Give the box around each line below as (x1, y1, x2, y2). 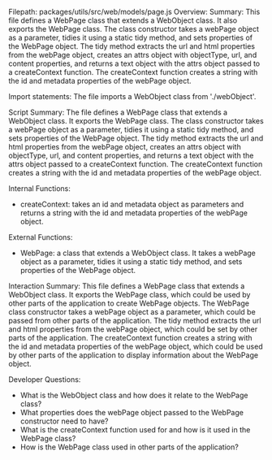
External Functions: (8, 232, 73, 242)
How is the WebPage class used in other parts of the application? (19, 442, 240, 452)
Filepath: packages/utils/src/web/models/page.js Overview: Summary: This (8, 7, 261, 16)
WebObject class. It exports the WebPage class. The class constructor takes (8, 116, 264, 125)
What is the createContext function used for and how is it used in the (19, 425, 251, 434)
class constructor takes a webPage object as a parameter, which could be (8, 307, 256, 316)
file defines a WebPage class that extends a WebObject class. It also (8, 15, 238, 25)
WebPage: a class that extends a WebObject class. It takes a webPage (19, 248, 256, 258)
